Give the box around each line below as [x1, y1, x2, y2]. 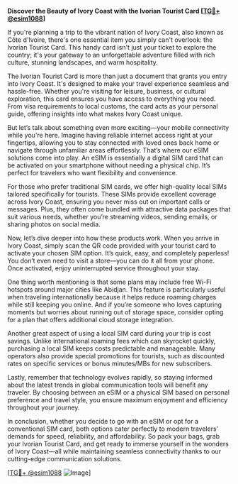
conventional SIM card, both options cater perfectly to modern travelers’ [7, 424, 218, 433]
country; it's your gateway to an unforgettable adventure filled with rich [7, 50, 215, 59]
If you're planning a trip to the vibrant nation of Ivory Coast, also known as [7, 28, 225, 36]
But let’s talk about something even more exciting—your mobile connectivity [7, 123, 229, 131]
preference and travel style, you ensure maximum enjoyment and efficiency [7, 396, 228, 404]
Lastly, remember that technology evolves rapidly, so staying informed [7, 373, 212, 381]
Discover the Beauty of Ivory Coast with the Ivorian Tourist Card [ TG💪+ [7, 7, 221, 15]
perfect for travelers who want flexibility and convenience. [7, 169, 178, 177]
